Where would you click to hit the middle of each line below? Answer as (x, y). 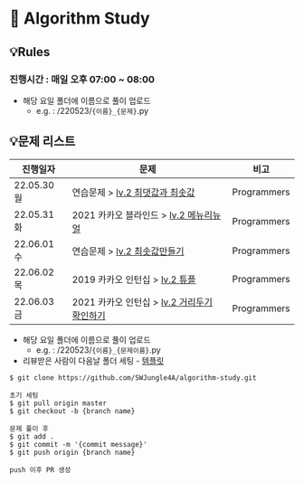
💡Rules (30, 52)
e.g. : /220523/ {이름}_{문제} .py (92, 110)
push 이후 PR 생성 (40, 469)
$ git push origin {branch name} (72, 452)
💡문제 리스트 (43, 142)
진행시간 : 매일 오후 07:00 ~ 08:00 (82, 79)
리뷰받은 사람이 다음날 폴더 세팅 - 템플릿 (93, 360)
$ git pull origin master (58, 403)
